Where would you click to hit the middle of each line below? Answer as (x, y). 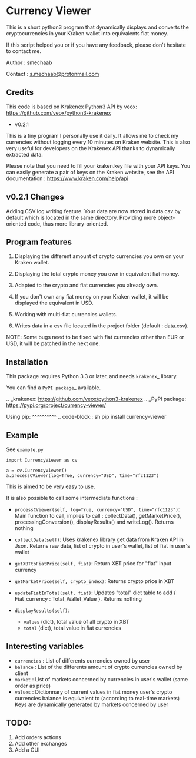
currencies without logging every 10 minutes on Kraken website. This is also (98, 142)
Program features (39, 242)
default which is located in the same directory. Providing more (81, 217)
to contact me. (24, 51)
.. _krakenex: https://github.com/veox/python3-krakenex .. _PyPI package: (96, 399)
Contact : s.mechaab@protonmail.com (53, 74)
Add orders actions (38, 737)
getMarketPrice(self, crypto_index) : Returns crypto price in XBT (94, 581)
